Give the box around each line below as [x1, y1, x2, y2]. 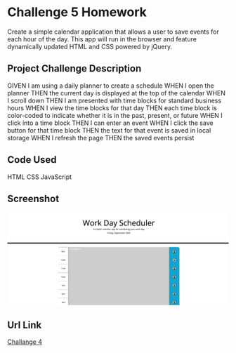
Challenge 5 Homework [7, 4, 147, 20]
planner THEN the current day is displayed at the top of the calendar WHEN [7, 88, 226, 97]
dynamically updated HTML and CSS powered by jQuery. [7, 42, 173, 51]
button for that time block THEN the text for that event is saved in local [7, 126, 211, 134]
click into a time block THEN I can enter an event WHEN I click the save [7, 119, 214, 127]
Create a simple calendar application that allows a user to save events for [7, 27, 219, 36]
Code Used [7, 154, 58, 166]
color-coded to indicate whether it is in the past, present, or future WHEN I [7, 111, 223, 119]
